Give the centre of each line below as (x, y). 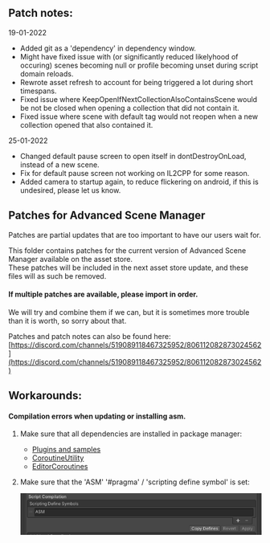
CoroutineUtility (58, 458)
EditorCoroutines (60, 467)
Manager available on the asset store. (70, 259)
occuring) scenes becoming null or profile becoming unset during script (139, 65)
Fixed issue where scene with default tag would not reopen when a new (139, 116)
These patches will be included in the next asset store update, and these (129, 267)
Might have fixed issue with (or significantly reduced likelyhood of (129, 56)
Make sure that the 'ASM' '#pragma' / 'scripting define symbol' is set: (135, 482)
